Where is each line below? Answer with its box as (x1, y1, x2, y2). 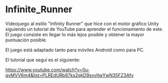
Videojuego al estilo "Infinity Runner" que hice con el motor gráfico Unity (5, 20, 159, 27)
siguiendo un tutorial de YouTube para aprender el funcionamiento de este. (5, 26, 163, 32)
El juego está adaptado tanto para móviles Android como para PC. (5, 47, 145, 53)
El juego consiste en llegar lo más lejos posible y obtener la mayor (5, 31, 144, 37)
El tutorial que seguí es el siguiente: (5, 56, 80, 63)
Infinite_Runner (5, 4, 73, 15)
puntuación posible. (5, 37, 47, 43)
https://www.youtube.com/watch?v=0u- (5, 67, 90, 73)
